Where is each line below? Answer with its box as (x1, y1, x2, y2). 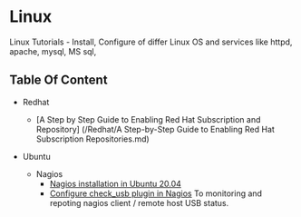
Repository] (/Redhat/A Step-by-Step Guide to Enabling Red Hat (35, 123, 275, 134)
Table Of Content (9, 73, 108, 88)
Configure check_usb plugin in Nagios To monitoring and (49, 188, 263, 199)
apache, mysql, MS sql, (9, 45, 97, 56)
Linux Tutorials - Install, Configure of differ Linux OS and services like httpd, (9, 36, 293, 47)
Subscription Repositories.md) (35, 133, 150, 144)
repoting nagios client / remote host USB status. (49, 197, 229, 208)
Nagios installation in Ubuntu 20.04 (49, 178, 181, 189)
